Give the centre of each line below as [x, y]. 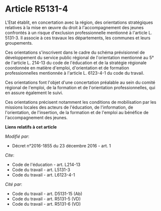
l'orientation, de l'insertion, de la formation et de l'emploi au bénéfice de [77, 112]
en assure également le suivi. [34, 93]
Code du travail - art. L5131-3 [41, 170]
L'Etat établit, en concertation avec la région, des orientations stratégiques [79, 22]
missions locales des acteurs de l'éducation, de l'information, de [69, 107]
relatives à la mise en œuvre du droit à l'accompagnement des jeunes [74, 27]
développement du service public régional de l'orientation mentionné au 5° [80, 57]
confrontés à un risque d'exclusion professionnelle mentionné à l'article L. [79, 32]
